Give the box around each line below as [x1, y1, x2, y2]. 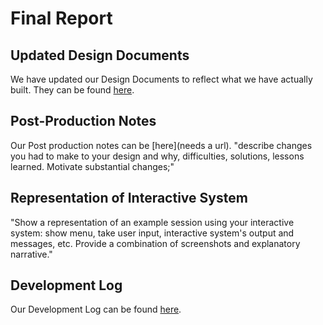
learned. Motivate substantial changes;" [10, 160, 175, 172]
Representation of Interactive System [10, 190, 248, 207]
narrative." [10, 248, 53, 260]
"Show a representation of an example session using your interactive [10, 216, 295, 228]
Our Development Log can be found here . [10, 303, 182, 316]
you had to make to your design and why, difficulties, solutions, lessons [10, 150, 305, 162]
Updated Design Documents [10, 47, 190, 64]
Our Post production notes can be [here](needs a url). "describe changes [10, 139, 313, 151]
